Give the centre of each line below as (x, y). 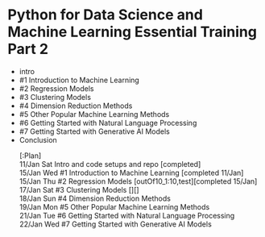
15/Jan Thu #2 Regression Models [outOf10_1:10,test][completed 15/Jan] (138, 181)
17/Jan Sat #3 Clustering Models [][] (79, 189)
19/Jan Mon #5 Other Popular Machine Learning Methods (114, 206)
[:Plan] (30, 156)
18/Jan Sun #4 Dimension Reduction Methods (95, 198)
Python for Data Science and (105, 15)
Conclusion (38, 139)
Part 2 (28, 49)
